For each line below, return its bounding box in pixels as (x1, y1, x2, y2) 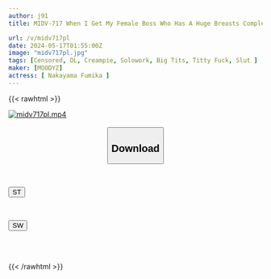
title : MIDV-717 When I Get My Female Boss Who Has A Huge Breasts (8, 19, 240, 27)
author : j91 (8, 11, 48, 20)
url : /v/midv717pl (8, 34, 70, 42)
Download (111, 142, 160, 154)
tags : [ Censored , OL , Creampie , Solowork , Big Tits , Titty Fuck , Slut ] (8, 57, 258, 65)
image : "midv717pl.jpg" (8, 49, 89, 57)
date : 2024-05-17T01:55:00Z (8, 41, 103, 49)
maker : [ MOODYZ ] (8, 64, 63, 73)
